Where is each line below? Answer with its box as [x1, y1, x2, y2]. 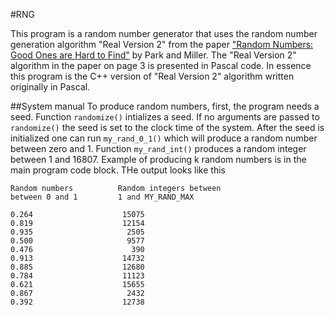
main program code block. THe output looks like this [10, 164, 226, 176]
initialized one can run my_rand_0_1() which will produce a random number [10, 132, 318, 144]
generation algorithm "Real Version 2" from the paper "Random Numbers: [10, 39, 314, 50]
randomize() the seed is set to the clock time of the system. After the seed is [10, 122, 325, 133]
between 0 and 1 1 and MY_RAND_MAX [10, 192, 195, 202]
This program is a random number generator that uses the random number [10, 28, 318, 39]
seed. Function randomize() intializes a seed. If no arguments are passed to [10, 111, 320, 123]
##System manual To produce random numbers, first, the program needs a [10, 100, 320, 112]
